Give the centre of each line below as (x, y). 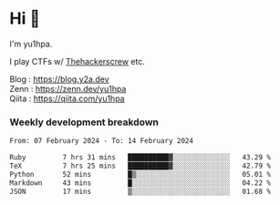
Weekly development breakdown (84, 122)
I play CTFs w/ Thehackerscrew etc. (78, 61)
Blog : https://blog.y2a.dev (59, 79)
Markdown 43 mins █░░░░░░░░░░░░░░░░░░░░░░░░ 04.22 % (140, 183)
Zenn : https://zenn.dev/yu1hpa (68, 88)
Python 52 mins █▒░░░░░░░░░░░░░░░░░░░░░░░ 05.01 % (140, 174)
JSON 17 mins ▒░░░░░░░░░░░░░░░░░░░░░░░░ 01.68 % (140, 191)
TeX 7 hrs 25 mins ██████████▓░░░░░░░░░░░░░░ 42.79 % (140, 166)
